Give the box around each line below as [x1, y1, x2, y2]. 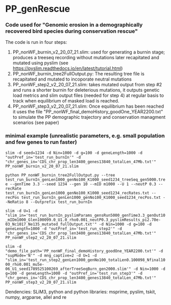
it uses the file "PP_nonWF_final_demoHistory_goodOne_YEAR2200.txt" [12, 109, 163, 115]
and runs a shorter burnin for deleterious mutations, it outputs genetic [12, 87, 160, 93]
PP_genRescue [5, 3, 70, 15]
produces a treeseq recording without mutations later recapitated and [12, 55, 159, 61]
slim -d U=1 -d [5, 208, 38, 213]
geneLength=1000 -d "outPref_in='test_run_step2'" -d [5, 226, 123, 231]
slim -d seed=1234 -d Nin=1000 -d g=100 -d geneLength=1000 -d [5, 150, 143, 156]
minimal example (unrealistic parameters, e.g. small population [5, 132, 165, 139]
